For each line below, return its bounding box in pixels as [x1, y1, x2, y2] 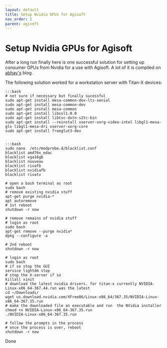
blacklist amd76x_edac [5, 150, 52, 155]
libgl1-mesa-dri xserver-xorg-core [14, 124, 88, 129]
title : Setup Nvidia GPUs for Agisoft [5, 12, 86, 17]
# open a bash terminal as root [5, 181, 72, 186]
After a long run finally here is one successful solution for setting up [5, 59, 145, 65]
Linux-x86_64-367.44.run [5, 286, 57, 291]
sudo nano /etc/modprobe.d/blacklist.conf [5, 146, 97, 151]
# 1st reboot [5, 203, 32, 208]
